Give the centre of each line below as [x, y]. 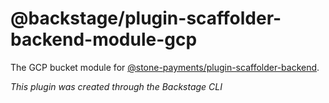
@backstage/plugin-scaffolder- [146, 18]
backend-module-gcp [104, 39]
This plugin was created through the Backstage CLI [116, 86]
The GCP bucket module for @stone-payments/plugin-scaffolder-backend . [165, 67]
